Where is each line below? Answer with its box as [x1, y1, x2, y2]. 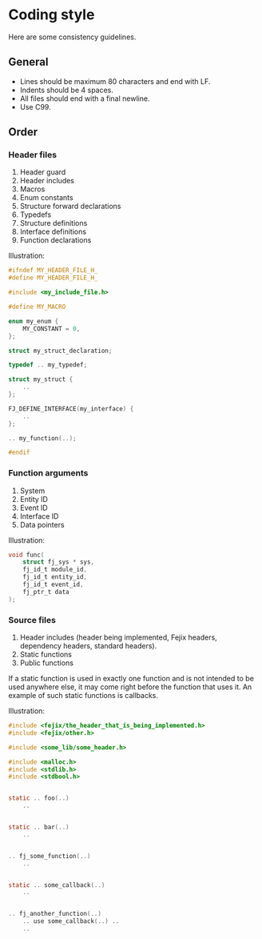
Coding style [8, 6, 95, 24]
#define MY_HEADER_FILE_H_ [8, 274, 98, 282]
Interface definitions [19, 227, 86, 237]
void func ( [8, 551, 45, 559]
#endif [8, 448, 30, 457]
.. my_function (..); [8, 434, 77, 442]
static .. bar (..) [8, 823, 69, 832]
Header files [8, 150, 58, 161]
